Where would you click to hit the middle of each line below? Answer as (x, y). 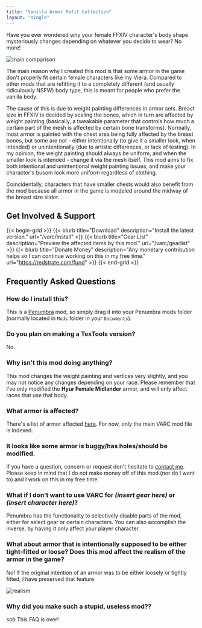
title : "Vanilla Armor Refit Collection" (59, 12)
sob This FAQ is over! (33, 620)
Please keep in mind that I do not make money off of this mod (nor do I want (100, 473)
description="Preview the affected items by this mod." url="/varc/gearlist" (98, 243)
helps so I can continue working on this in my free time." (76, 256)
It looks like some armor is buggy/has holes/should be (87, 446)
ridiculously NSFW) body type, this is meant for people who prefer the (93, 90)
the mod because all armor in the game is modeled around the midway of (97, 190)
